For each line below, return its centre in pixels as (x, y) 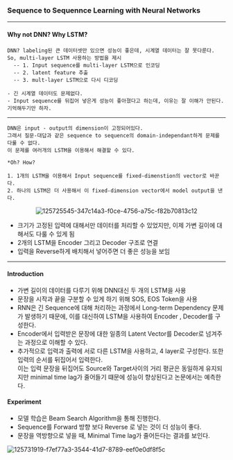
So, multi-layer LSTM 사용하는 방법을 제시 (64, 58)
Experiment (24, 402)
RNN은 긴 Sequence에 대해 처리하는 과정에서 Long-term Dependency (114, 307)
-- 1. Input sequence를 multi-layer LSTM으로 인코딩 (87, 65)
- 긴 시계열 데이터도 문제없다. (45, 93)
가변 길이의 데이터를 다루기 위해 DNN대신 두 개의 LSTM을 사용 (102, 290)
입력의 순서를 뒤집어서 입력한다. (60, 359)
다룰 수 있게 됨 (55, 234)
